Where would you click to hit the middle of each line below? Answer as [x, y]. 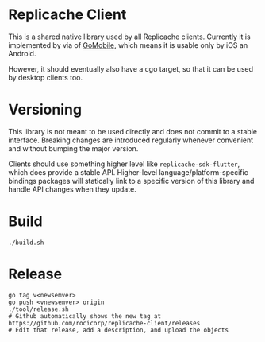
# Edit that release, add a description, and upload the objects [118, 330]
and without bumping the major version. [73, 148]
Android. [22, 53]
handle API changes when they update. [72, 189]
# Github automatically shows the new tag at [84, 316]
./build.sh [26, 243]
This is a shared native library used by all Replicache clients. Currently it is [130, 37]
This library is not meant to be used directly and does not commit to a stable [133, 131]
